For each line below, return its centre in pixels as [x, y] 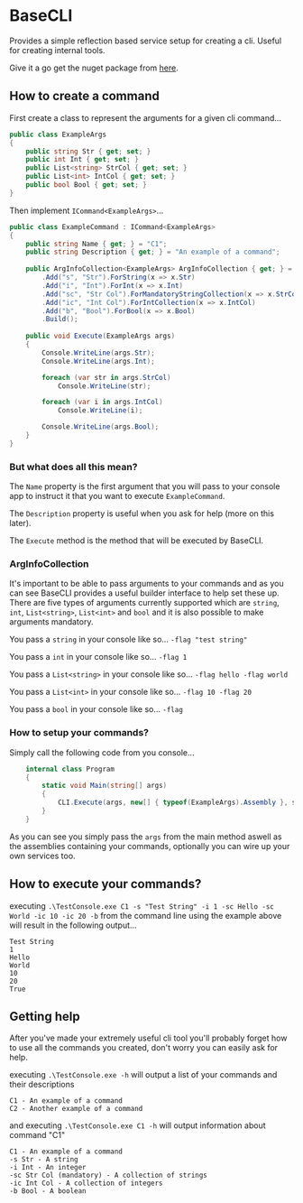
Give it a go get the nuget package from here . [94, 68]
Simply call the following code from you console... [102, 752]
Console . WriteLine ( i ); [100, 411]
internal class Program [70, 769]
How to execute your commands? [106, 884]
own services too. [42, 856]
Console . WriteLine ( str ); [104, 386]
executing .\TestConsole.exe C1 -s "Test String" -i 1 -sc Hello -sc [142, 906]
